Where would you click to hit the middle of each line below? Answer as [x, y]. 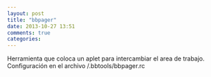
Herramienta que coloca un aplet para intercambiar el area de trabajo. [106, 58]
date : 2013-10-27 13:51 [41, 26]
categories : [24, 39]
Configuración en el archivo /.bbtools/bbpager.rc [76, 66]
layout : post [26, 13]
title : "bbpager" [32, 20]
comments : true [29, 33]
